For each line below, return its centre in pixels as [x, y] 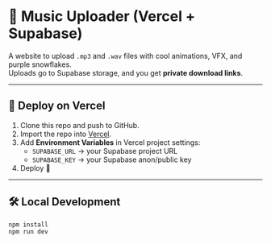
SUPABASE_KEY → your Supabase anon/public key [112, 159]
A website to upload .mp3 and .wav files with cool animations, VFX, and [125, 56]
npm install [28, 225]
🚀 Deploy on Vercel [57, 106]
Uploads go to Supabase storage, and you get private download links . [126, 72]
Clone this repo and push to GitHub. [79, 125]
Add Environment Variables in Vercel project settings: [110, 142]
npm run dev [28, 232]
